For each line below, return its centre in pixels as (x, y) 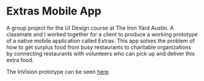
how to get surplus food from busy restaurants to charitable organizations (99, 47)
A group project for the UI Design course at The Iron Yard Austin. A (90, 28)
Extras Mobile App (54, 11)
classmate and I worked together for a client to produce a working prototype (102, 34)
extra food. (20, 60)
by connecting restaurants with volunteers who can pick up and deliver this (100, 53)
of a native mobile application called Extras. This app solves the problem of (100, 40)
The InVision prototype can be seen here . (58, 71)
